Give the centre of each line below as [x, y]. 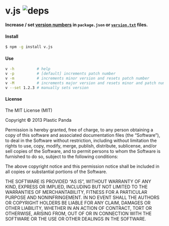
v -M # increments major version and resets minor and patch [81, 83]
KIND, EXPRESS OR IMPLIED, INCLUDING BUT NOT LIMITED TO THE [76, 187]
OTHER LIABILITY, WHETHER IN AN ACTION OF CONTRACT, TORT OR [78, 208]
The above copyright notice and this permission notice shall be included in [82, 166]
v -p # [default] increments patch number [60, 74]
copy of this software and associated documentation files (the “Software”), [83, 135]
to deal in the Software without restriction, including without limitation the [81, 140]
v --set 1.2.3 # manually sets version [47, 88]
